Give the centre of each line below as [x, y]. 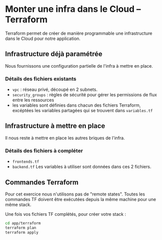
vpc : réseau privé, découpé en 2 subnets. [55, 89]
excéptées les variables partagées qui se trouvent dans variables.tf [82, 111]
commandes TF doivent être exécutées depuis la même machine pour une [81, 199]
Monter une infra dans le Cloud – [73, 9]
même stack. [18, 204]
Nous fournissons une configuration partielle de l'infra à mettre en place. [79, 66]
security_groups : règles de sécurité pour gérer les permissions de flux [84, 95]
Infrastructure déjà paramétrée [54, 54]
